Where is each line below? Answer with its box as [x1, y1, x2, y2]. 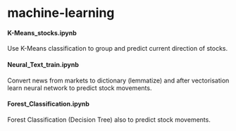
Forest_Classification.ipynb [7, 100, 90, 108]
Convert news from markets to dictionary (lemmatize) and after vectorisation [7, 76, 230, 85]
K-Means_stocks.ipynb [7, 28, 77, 37]
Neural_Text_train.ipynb [7, 60, 79, 68]
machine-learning [7, 5, 115, 21]
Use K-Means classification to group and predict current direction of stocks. [7, 44, 228, 53]
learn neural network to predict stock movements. [7, 83, 152, 92]
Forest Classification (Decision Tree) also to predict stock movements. [7, 115, 211, 124]
